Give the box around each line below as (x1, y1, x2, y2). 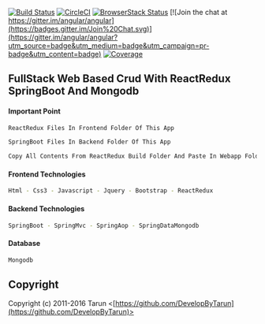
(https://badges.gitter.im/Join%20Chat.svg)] (8, 24, 152, 33)
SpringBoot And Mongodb (8, 84, 140, 98)
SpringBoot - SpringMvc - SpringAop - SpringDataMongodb (8, 222, 200, 229)
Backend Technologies (8, 203, 85, 213)
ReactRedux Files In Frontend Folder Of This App (8, 124, 175, 132)
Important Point (8, 106, 61, 116)
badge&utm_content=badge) (8, 50, 102, 58)
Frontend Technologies (8, 169, 86, 179)
